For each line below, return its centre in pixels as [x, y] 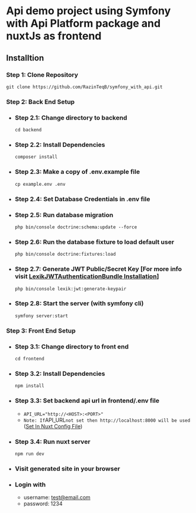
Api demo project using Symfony [89, 11]
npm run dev [29, 454]
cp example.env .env [40, 184]
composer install [36, 157]
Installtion [25, 58]
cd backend [28, 130]
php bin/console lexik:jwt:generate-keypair [70, 289]
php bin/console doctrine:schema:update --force [76, 227]
